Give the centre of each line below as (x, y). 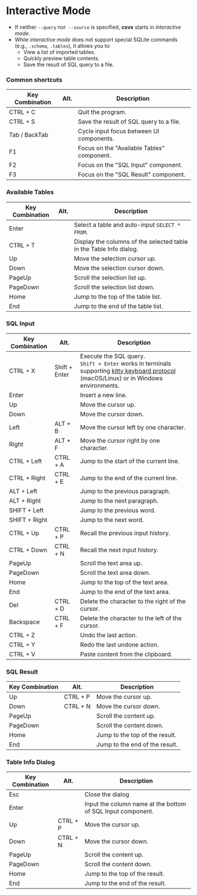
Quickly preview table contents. (61, 58)
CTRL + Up (24, 533)
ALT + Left (23, 491)
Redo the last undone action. (120, 644)
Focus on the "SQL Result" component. (132, 174)
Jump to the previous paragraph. (125, 491)
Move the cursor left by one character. (133, 427)
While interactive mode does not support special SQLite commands (96, 39)
